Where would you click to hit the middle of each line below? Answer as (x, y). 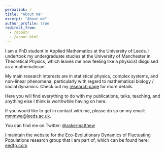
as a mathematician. (25, 66)
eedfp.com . (17, 145)
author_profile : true (27, 23)
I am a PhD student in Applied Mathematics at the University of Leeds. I (77, 51)
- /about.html (24, 37)
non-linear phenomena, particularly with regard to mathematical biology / (80, 81)
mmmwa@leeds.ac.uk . (28, 116)
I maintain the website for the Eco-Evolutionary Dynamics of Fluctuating (78, 135)
